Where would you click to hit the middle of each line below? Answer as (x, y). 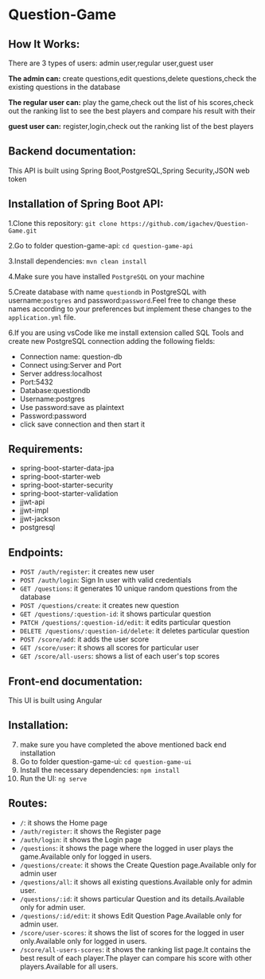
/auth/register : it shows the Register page (90, 831)
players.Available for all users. (69, 966)
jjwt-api (32, 502)
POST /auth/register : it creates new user (87, 571)
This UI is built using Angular (55, 700)
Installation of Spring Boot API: (86, 204)
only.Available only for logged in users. (83, 941)
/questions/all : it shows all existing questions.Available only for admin (136, 882)
